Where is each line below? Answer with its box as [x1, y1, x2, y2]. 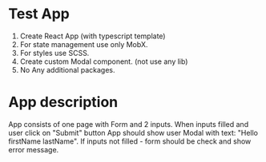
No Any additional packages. [19, 65, 115, 74]
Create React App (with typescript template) [19, 31, 166, 41]
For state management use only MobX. [19, 39, 148, 49]
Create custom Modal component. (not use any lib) [19, 57, 188, 66]
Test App [8, 5, 70, 23]
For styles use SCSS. [19, 48, 90, 57]
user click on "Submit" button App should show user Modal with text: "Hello [8, 128, 259, 137]
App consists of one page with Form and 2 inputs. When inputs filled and [8, 119, 249, 128]
